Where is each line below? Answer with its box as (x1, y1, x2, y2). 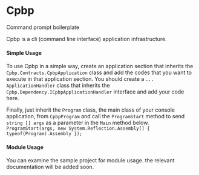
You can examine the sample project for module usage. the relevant (6, 157, 175, 164)
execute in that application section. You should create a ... (6, 75, 154, 83)
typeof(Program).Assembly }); (6, 131, 83, 137)
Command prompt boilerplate (6, 24, 80, 31)
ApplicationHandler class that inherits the (6, 82, 110, 89)
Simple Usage (6, 49, 42, 56)
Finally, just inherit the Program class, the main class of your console (6, 106, 175, 113)
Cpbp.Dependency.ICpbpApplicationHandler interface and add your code (6, 88, 184, 95)
